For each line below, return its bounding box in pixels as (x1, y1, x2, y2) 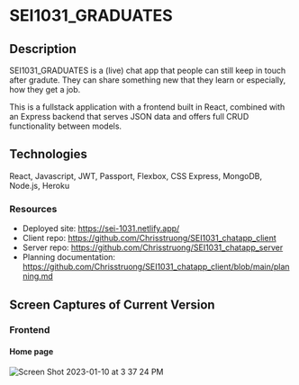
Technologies (9, 147, 88, 162)
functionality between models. (9, 121, 122, 131)
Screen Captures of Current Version (9, 297, 215, 312)
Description (9, 41, 77, 57)
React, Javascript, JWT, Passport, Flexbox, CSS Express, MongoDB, (9, 170, 263, 181)
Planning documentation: (22, 252, 115, 263)
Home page (9, 346, 54, 357)
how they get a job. (9, 85, 81, 94)
